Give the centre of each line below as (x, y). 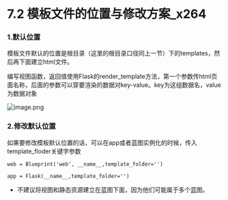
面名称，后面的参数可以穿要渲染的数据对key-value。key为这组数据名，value (114, 85)
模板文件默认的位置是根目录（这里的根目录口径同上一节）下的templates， (111, 53)
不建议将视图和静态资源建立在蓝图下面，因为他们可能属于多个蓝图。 (113, 190)
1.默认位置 (24, 37)
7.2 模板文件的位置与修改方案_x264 (107, 14)
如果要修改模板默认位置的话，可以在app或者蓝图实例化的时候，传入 (102, 142)
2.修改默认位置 (31, 126)
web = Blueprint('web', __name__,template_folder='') (85, 164)
